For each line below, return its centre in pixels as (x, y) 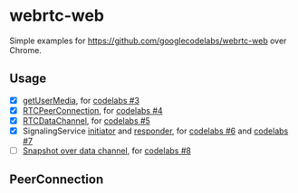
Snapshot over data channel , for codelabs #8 (107, 151)
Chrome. (26, 50)
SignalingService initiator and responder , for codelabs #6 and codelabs (155, 131)
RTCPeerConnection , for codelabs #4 (92, 110)
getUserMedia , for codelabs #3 (81, 100)
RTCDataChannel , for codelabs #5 (87, 120)
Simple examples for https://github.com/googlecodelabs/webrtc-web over (148, 41)
